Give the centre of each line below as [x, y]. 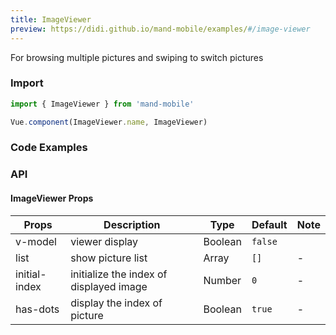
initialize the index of [119, 274]
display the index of [116, 303]
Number [222, 280]
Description [132, 224]
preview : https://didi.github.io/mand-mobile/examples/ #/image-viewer [160, 29]
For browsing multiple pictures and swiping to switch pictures [137, 57]
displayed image [109, 286]
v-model [36, 241]
